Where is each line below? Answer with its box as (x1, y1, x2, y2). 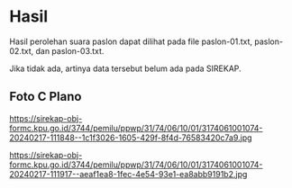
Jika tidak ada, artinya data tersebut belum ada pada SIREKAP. (9, 63, 242, 74)
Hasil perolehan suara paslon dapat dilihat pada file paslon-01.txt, (9, 36, 253, 47)
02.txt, (9, 45, 34, 56)
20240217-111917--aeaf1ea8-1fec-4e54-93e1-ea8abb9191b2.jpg (9, 168, 248, 179)
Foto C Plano (9, 89, 82, 104)
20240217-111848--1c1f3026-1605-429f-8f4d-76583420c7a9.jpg (9, 132, 252, 143)
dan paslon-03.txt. (35, 45, 105, 56)
